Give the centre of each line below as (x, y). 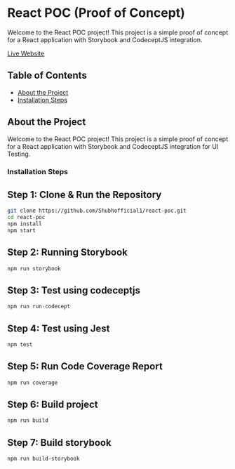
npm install (25, 224)
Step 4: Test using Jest (59, 328)
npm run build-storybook (43, 459)
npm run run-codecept (39, 307)
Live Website (26, 53)
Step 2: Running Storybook (68, 252)
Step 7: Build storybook (59, 443)
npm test (20, 344)
